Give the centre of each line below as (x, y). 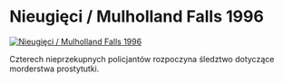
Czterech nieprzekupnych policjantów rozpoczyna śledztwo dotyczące (142, 59)
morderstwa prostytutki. (54, 69)
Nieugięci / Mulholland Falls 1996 (137, 17)
